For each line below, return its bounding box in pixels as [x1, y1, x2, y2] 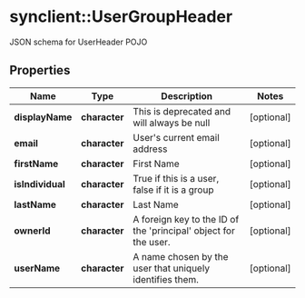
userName [14, 262, 61, 274]
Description [161, 89, 213, 102]
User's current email [133, 131, 220, 144]
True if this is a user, [133, 172, 220, 184]
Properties [9, 63, 71, 78]
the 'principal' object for [133, 224, 236, 237]
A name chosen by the [133, 250, 229, 263]
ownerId [14, 224, 52, 237]
